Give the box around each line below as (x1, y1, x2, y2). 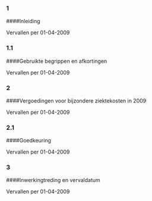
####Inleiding (6, 18, 40, 25)
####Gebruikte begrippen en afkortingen (6, 58, 107, 65)
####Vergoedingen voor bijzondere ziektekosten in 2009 (6, 97, 147, 104)
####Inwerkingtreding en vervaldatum (6, 177, 101, 184)
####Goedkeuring (6, 137, 52, 144)
